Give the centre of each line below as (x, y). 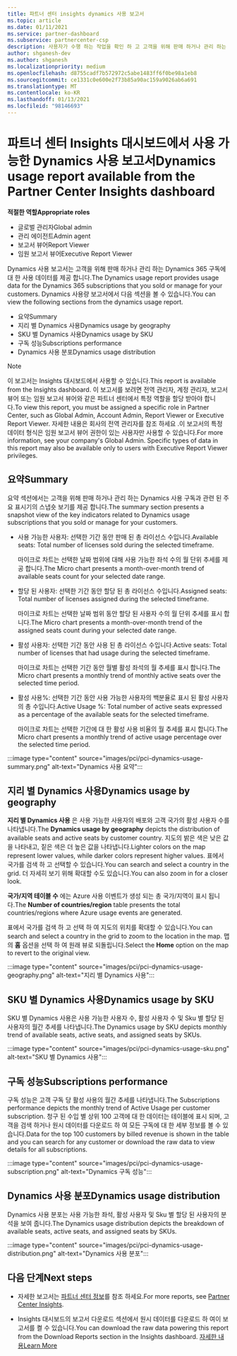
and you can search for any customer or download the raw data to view (111, 1142)
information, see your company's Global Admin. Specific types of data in (113, 440)
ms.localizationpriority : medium (56, 67)
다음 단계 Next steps (50, 1278)
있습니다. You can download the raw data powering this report (140, 1328)
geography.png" (31, 975)
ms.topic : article (34, 21)
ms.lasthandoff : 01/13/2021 (49, 100)
